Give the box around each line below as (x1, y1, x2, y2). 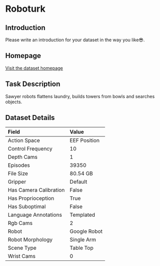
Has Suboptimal (8, 203, 46, 210)
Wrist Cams (8, 253, 36, 260)
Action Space (8, 137, 40, 144)
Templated (69, 212, 95, 219)
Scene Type (8, 245, 37, 252)
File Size (8, 170, 28, 177)
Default (69, 179, 88, 186)
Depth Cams (8, 154, 38, 161)
